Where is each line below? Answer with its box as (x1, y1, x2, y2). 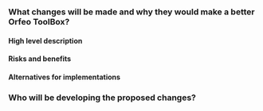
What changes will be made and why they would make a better (8, 6, 255, 17)
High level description (8, 36, 83, 45)
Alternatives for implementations (8, 72, 121, 82)
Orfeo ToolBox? (8, 16, 70, 27)
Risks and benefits (8, 54, 72, 63)
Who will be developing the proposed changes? (8, 92, 197, 103)
